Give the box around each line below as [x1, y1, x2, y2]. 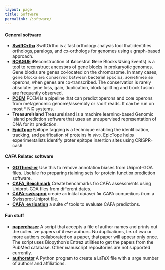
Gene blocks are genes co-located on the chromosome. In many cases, [12, 69, 158, 75]
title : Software [5, 12, 38, 17]
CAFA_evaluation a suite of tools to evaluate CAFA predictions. [12, 201, 140, 207]
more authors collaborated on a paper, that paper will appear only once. [12, 234, 159, 240]
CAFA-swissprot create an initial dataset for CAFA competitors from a [12, 191, 154, 196]
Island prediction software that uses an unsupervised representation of [12, 116, 157, 122]
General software [5, 32, 42, 38]
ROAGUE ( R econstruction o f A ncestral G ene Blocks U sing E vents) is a [12, 58, 155, 64]
